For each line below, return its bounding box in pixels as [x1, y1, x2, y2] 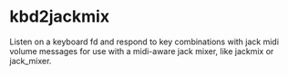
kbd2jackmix [9, 6, 110, 27]
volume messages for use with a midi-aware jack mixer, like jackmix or [9, 45, 274, 56]
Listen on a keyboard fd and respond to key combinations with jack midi [9, 36, 280, 47]
